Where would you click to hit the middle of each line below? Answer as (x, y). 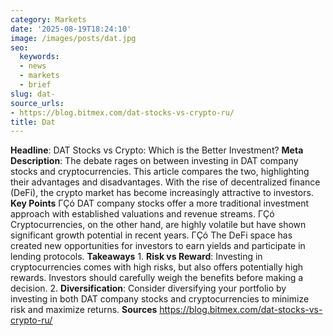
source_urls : (37, 103)
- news (33, 66)
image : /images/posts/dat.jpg (73, 38)
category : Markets (48, 19)
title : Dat (33, 122)
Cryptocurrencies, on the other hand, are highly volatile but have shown (158, 225)
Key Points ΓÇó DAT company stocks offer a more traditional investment (159, 203)
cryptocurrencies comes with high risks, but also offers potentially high (157, 267)
